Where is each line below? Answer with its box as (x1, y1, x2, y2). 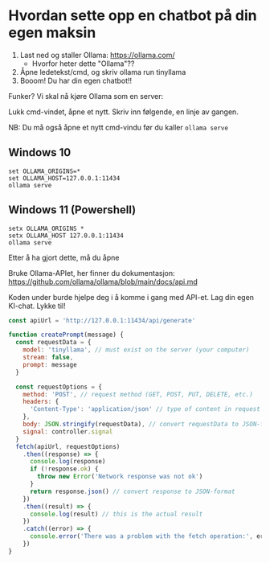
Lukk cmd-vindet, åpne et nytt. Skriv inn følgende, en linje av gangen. (8, 107, 239, 117)
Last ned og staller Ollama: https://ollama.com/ (19, 50, 175, 60)
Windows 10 (8, 146, 72, 159)
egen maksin (8, 23, 96, 42)
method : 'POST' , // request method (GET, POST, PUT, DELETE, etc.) (22, 390, 253, 398)
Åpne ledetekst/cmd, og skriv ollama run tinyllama (19, 67, 186, 76)
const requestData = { (15, 339, 92, 347)
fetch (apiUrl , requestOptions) (15, 442, 121, 450)
